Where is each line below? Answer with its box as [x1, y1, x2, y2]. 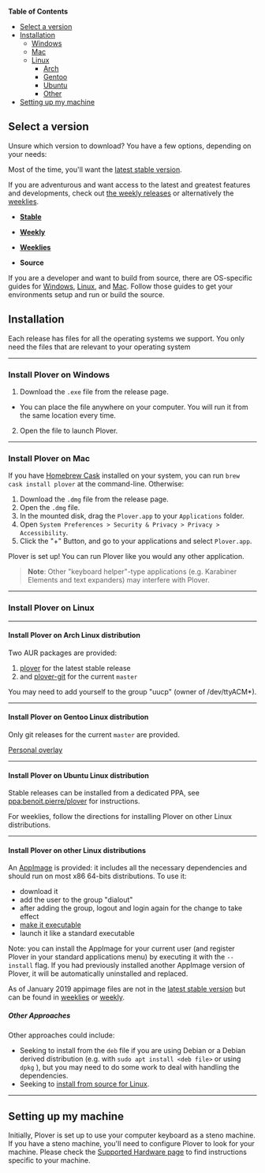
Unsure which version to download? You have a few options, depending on [8, 141, 252, 151]
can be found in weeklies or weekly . [8, 992, 125, 1002]
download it [19, 887, 58, 896]
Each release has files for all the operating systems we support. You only [8, 333, 245, 343]
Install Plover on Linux [8, 602, 95, 613]
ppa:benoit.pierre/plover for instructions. [8, 796, 140, 806]
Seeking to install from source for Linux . [19, 1079, 150, 1089]
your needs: [8, 149, 47, 158]
